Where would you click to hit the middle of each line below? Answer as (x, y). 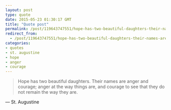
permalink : (17, 29)
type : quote (18, 15)
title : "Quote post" (27, 24)
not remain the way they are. (48, 92)
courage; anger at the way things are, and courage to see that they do (91, 87)
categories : (18, 43)
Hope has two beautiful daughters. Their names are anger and (83, 81)
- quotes (15, 48)
